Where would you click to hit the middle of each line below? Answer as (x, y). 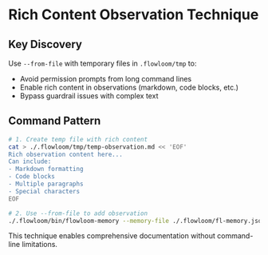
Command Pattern (55, 121)
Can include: (30, 161)
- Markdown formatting (46, 169)
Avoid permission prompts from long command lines (106, 79)
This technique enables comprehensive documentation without (112, 236)
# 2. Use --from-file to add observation (78, 213)
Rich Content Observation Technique (134, 15)
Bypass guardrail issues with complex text (89, 96)
